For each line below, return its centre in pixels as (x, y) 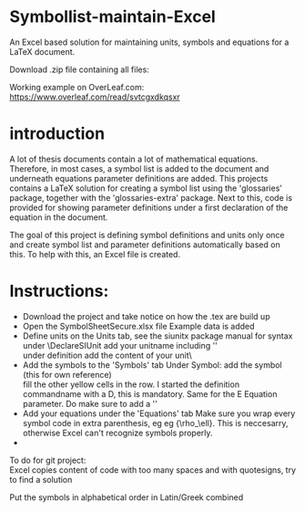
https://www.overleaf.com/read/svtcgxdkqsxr (95, 97)
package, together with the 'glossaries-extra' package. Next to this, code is (151, 197)
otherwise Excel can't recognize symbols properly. (117, 433)
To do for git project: (48, 460)
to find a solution (41, 479)
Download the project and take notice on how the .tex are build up (146, 316)
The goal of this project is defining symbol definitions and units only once (147, 235)
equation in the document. (59, 217)
